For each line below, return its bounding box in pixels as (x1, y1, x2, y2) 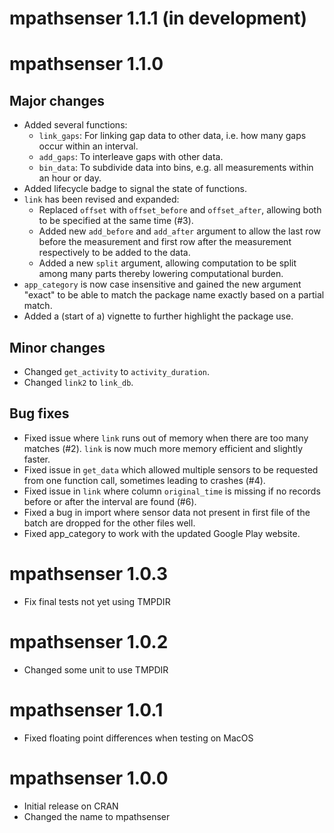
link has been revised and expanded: (23, 193, 180, 206)
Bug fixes (9, 405, 70, 422)
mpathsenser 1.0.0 (9, 767, 169, 789)
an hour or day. (38, 172, 102, 184)
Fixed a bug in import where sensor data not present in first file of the (23, 506, 311, 518)
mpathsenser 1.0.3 (9, 563, 169, 585)
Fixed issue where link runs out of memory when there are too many (23, 432, 309, 444)
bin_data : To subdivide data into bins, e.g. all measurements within (38, 162, 314, 174)
